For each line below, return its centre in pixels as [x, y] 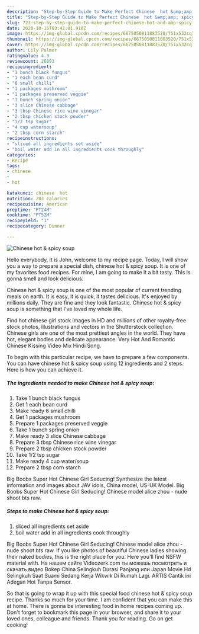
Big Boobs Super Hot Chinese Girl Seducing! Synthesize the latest [87, 479]
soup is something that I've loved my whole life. [65, 309]
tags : [13, 166]
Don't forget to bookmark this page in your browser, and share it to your [94, 612]
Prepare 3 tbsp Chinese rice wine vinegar [66, 442]
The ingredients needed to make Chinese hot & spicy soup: [81, 383]
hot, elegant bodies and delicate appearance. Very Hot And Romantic [91, 339]
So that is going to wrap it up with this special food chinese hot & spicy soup [99, 593]
